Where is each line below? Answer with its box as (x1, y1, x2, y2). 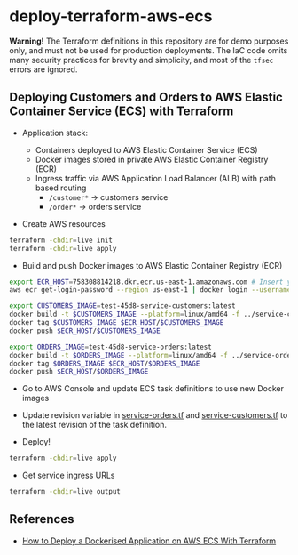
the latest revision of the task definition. (21, 420, 167, 430)
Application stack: (21, 127, 89, 138)
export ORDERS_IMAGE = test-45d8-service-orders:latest (9, 342, 213, 351)
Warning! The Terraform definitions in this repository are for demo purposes (9, 36, 289, 46)
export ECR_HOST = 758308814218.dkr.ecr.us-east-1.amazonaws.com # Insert (9, 277, 284, 286)
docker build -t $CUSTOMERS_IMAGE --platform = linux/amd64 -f (9, 310, 240, 319)
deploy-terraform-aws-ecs (9, 6, 213, 27)
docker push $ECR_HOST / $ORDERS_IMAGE (9, 367, 149, 376)
